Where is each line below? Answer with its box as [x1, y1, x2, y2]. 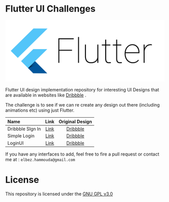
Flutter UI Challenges [5, 3, 96, 15]
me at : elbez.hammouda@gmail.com [5, 157, 75, 163]
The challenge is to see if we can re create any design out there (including [5, 102, 160, 108]
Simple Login [7, 133, 35, 139]
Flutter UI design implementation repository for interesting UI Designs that [5, 87, 159, 93]
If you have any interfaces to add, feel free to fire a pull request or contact [5, 151, 159, 157]
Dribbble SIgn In [7, 126, 41, 132]
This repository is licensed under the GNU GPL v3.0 [5, 191, 113, 197]
